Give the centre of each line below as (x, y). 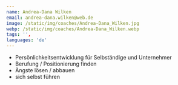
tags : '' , (19, 35)
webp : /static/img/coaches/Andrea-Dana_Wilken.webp (73, 29)
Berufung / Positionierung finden (56, 64)
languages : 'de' (27, 40)
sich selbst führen (38, 77)
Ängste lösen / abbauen (45, 70)
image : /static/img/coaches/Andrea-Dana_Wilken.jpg (73, 23)
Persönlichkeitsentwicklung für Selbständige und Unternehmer (94, 57)
